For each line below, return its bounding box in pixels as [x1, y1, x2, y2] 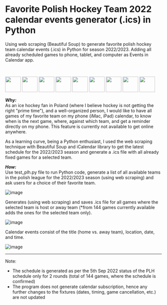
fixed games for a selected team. [5, 154, 73, 160]
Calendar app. [5, 57, 34, 63]
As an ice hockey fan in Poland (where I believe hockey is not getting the [5, 102, 154, 108]
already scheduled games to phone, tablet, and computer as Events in [5, 51, 149, 58]
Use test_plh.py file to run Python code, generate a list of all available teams [5, 169, 161, 175]
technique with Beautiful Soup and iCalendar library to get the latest [5, 143, 144, 150]
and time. [5, 234, 25, 240]
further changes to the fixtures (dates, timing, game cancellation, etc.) [12, 289, 157, 295]
